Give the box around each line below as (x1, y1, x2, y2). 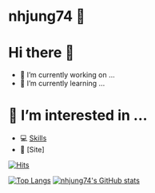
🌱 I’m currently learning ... (19, 79, 105, 89)
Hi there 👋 (8, 44, 74, 62)
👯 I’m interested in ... (8, 107, 148, 124)
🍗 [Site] (19, 145, 46, 155)
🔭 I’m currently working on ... (19, 70, 115, 80)
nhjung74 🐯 (8, 7, 85, 26)
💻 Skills (19, 133, 47, 143)
